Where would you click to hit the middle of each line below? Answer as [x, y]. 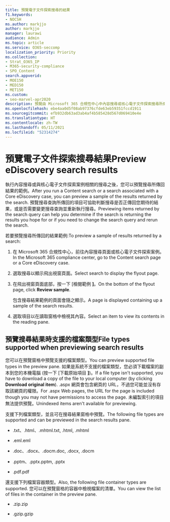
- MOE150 [14, 80]
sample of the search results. [43, 306]
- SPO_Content [20, 71]
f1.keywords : [19, 15]
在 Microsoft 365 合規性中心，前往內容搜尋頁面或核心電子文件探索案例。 [88, 252]
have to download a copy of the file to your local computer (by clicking [79, 379]
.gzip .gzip [23, 514]
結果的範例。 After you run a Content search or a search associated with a [82, 191]
